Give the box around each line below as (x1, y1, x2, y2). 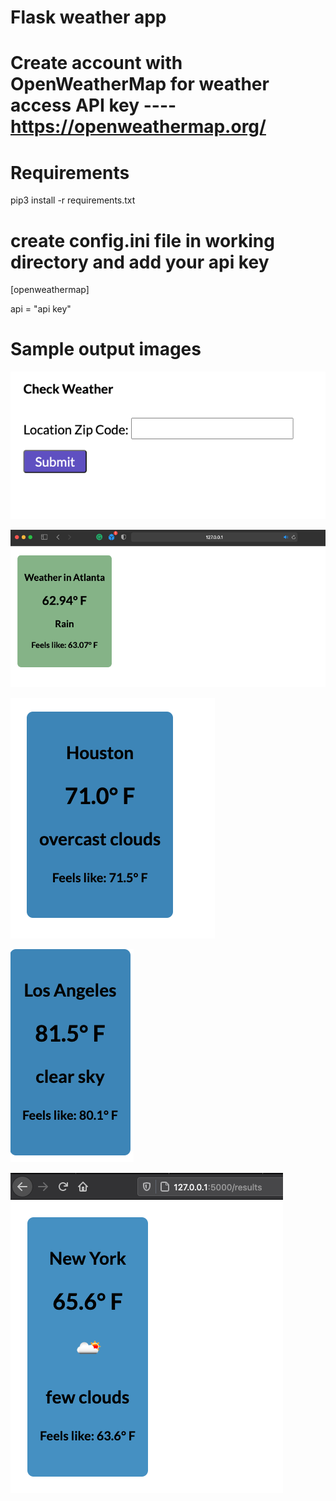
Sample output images (10, 338, 202, 361)
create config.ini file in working (10, 229, 275, 252)
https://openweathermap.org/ (10, 116, 267, 138)
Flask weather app (10, 6, 167, 29)
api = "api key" (10, 303, 72, 315)
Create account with (10, 52, 183, 75)
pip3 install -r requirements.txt (10, 194, 136, 206)
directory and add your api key (10, 251, 270, 273)
